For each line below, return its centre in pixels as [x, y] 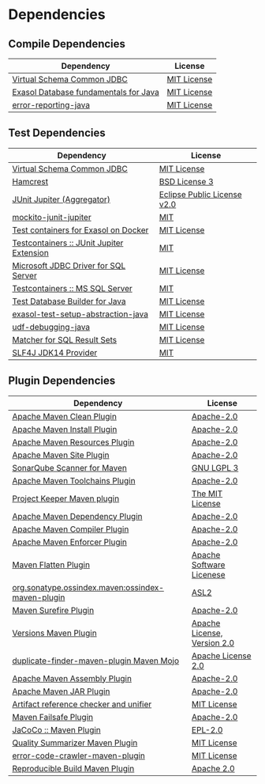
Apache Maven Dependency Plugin [78, 516]
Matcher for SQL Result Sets [65, 339]
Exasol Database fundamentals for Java [86, 92]
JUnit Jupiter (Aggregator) [61, 199]
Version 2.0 [213, 642]
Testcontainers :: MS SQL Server [72, 288]
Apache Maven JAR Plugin [61, 691]
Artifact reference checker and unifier [82, 704]
